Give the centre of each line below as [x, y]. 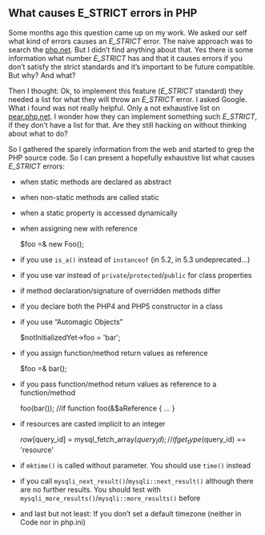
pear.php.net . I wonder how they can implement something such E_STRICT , [133, 116]
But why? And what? [42, 75]
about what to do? [38, 133]
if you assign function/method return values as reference [114, 353]
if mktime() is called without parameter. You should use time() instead [135, 465]
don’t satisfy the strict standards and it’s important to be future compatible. [132, 67]
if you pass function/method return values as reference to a [118, 384]
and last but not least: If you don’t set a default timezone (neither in [130, 513]
